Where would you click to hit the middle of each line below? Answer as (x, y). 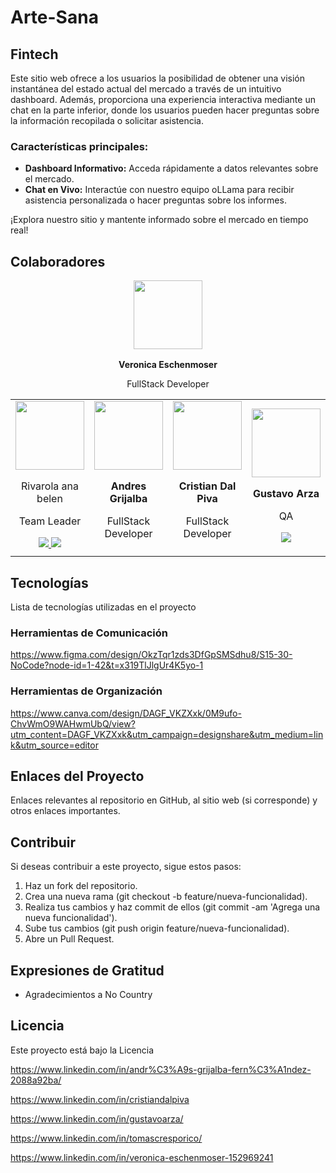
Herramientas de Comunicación (89, 633)
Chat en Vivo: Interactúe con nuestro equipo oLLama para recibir (159, 190)
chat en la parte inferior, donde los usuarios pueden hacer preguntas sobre (165, 110)
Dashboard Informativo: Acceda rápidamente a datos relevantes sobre (171, 168)
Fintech (34, 54)
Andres (128, 486)
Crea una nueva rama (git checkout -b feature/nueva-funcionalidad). (166, 897)
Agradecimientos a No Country (88, 994)
